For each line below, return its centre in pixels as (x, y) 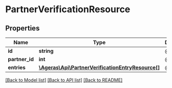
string (46, 51)
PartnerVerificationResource (68, 9)
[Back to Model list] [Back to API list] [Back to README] (64, 80)
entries (17, 67)
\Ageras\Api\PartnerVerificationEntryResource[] (99, 67)
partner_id (21, 59)
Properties (23, 28)
